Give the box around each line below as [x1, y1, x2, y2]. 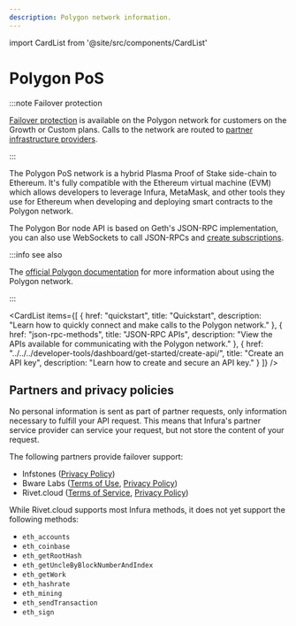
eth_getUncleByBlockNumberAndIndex [21, 561, 154, 570]
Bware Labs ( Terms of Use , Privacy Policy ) [21, 478, 178, 489]
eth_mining [21, 590, 63, 599]
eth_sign [21, 608, 55, 617]
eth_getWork [21, 570, 66, 580]
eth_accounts [21, 533, 71, 542]
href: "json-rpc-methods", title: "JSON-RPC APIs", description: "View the [9, 328, 273, 339]
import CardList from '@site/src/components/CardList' [9, 37, 208, 48]
